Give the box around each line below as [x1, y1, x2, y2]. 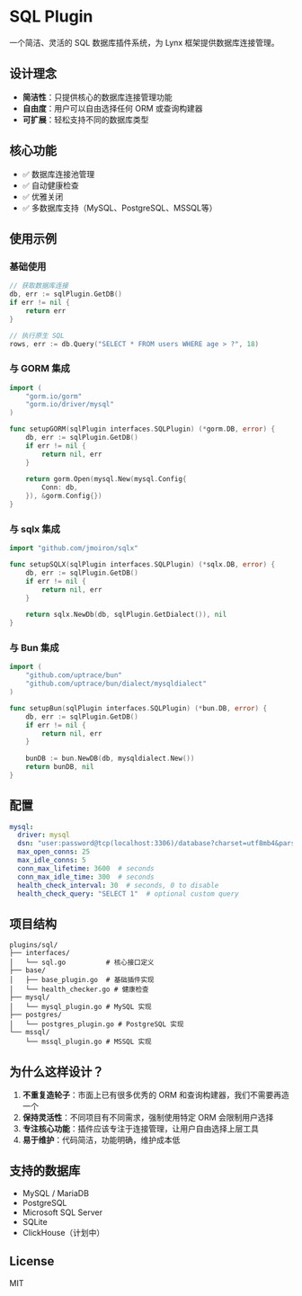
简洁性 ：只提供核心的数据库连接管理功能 [22, 92, 173, 103]
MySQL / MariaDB [22, 1187, 90, 1198]
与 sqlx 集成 [9, 523, 61, 535]
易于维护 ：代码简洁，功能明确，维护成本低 [22, 1135, 181, 1146]
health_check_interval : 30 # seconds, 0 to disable [17, 880, 219, 889]
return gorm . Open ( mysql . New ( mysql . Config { [25, 475, 187, 484]
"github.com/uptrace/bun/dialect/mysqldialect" [25, 679, 207, 689]
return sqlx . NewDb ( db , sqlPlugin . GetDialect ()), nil [25, 610, 227, 620]
